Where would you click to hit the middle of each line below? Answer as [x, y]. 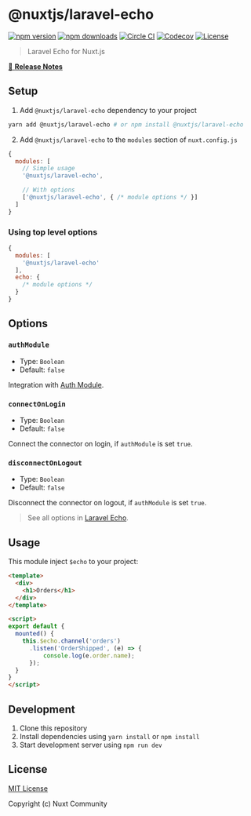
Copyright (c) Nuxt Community [58, 803]
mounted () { [35, 634]
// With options [49, 190]
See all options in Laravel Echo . [78, 518]
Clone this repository [53, 728]
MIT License [28, 788]
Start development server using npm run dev [91, 745]
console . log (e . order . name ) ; [89, 656]
